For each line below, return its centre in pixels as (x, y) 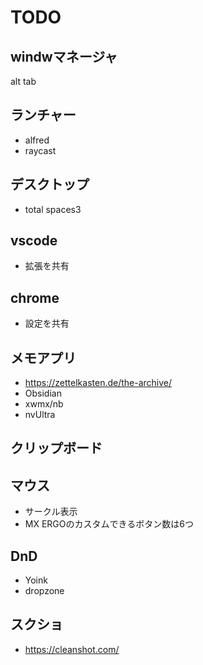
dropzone (44, 591)
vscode (34, 241)
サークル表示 (51, 512)
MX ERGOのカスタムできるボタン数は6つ (109, 524)
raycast (40, 150)
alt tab (23, 81)
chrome (35, 297)
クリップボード (56, 448)
